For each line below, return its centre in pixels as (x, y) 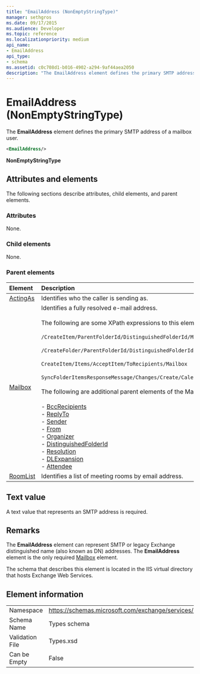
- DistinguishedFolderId (74, 444)
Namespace (26, 611)
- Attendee (57, 466)
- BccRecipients (64, 406)
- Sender (54, 421)
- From (51, 429)
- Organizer (57, 436)
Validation (23, 638)
